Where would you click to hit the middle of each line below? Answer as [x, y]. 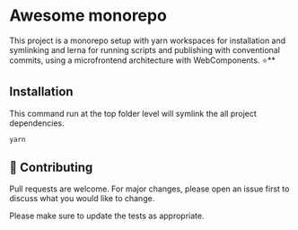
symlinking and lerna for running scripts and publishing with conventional [145, 49]
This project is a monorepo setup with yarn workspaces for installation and [148, 40]
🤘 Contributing [51, 168]
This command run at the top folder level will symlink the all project [133, 113]
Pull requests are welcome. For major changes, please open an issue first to [149, 189]
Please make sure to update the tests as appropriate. [107, 216]
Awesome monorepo [88, 16]
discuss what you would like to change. [82, 199]
